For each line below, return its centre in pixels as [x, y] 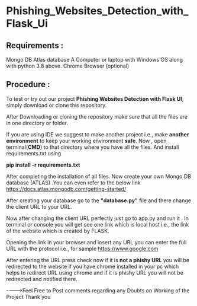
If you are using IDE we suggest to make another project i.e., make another [98, 134]
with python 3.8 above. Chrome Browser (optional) [68, 66]
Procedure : [28, 85]
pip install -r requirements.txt [43, 165]
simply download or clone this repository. [56, 105]
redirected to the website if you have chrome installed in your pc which [93, 266]
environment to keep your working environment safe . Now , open [86, 141]
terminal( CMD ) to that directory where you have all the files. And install [93, 147]
